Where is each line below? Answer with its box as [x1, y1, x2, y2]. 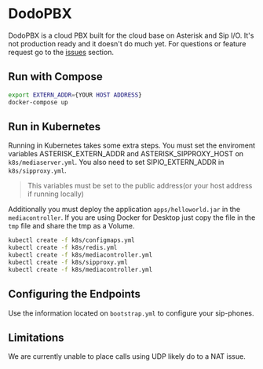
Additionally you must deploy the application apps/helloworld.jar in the [8, 205, 241, 214]
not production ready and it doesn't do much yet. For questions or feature [8, 38, 247, 48]
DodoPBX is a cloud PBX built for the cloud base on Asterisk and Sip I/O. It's [8, 31, 254, 40]
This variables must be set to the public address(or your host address [27, 181, 253, 191]
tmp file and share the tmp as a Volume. [8, 221, 135, 231]
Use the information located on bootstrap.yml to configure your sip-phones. [8, 308, 254, 318]
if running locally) [27, 189, 85, 199]
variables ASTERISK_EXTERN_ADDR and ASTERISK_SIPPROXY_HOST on [8, 149, 244, 159]
